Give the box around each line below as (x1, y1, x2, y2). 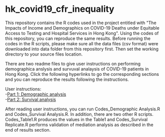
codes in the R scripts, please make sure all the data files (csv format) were (5, 40, 159, 46)
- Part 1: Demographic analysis (5, 91, 67, 97)
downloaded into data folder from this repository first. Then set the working (5, 46, 159, 52)
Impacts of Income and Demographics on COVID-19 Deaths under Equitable (5, 25, 160, 31)
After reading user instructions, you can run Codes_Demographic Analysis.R (5, 106, 161, 112)
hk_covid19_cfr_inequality (5, 3, 115, 15)
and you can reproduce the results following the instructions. (5, 76, 129, 82)
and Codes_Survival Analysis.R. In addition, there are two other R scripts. (5, 111, 154, 117)
